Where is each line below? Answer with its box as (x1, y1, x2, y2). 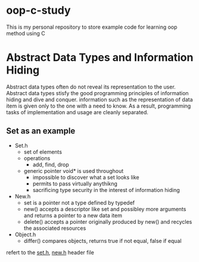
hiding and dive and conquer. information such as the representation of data (6, 96, 193, 103)
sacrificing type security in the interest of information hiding (32, 186, 180, 193)
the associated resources (23, 224, 86, 231)
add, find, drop (32, 161, 70, 168)
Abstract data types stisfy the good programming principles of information (6, 89, 189, 96)
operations (23, 154, 51, 162)
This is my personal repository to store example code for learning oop (6, 23, 178, 31)
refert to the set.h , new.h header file (6, 249, 94, 256)
